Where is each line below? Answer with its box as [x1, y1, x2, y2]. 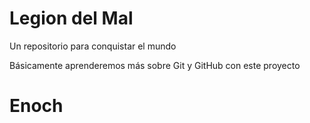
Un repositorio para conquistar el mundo [9, 40, 177, 52]
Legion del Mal [9, 7, 134, 30]
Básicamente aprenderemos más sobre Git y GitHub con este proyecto [9, 59, 301, 71]
